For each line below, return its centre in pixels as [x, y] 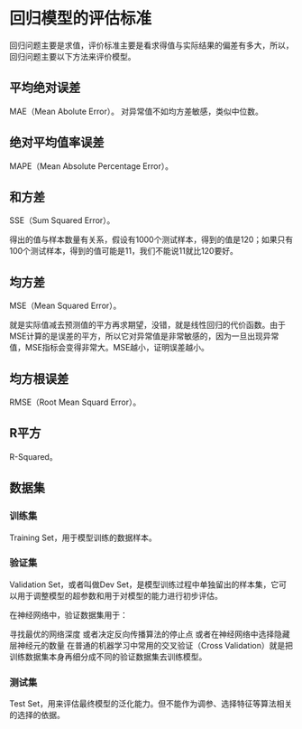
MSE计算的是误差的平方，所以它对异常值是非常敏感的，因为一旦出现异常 [144, 336]
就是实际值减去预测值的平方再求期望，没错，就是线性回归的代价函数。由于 [147, 325]
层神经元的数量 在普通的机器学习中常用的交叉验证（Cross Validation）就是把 [151, 645]
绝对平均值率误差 [57, 142]
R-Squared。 [33, 456]
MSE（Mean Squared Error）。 [65, 306]
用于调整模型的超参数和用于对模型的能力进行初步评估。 [119, 595]
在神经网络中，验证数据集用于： [69, 614]
